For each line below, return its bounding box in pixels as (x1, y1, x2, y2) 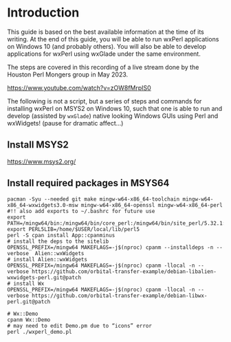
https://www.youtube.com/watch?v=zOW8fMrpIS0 (7, 83, 151, 92)
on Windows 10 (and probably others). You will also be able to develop (7, 42, 206, 50)
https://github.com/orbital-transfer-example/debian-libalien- (32, 268, 217, 275)
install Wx (13, 280, 45, 287)
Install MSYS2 (7, 139, 69, 151)
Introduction (7, 5, 80, 21)
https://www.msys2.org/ (7, 157, 76, 165)
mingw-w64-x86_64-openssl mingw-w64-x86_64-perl (80, 201, 223, 208)
